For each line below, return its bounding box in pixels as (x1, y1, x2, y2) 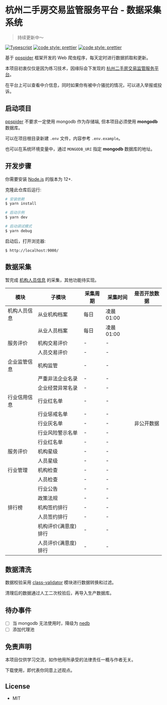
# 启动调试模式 (5, 224, 32, 229)
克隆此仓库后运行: (5, 186, 42, 192)
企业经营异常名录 (38, 384, 78, 391)
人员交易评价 (38, 349, 68, 356)
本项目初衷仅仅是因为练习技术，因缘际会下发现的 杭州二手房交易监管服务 (5, 65, 155, 71)
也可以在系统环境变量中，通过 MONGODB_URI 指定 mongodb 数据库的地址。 (5, 145, 155, 152)
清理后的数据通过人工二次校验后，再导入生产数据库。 (5, 590, 114, 596)
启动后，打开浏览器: (5, 238, 46, 244)
